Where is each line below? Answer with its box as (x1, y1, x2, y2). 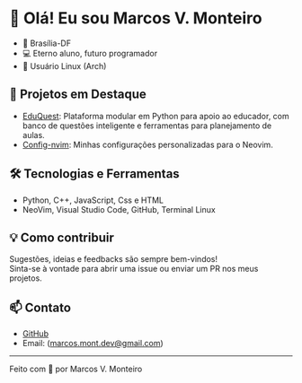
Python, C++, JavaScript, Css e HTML (22, 195, 164, 205)
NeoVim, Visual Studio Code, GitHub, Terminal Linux (22, 204, 216, 214)
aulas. (22, 129, 45, 140)
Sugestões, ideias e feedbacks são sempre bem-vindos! (9, 254, 218, 265)
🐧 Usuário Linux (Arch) (22, 60, 107, 71)
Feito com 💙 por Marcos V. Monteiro (9, 363, 143, 375)
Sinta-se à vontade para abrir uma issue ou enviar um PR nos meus (9, 264, 259, 274)
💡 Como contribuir (9, 230, 114, 245)
